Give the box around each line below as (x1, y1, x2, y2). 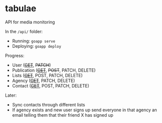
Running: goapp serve (12, 38, 55, 44)
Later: (5, 92, 17, 98)
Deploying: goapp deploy (12, 43, 62, 49)
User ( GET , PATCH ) (12, 62, 51, 68)
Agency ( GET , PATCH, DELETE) (12, 78, 75, 83)
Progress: (5, 52, 24, 59)
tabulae (5, 3, 36, 14)
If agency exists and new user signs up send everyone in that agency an (12, 107, 157, 113)
